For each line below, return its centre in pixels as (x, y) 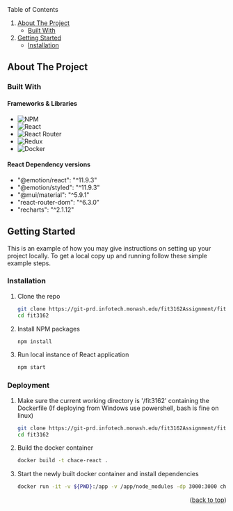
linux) (25, 415)
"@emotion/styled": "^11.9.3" (58, 187)
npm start (32, 368)
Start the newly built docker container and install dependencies (108, 474)
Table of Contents (33, 9)
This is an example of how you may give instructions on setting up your (109, 248)
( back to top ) (208, 500)
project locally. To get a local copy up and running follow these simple (107, 255)
